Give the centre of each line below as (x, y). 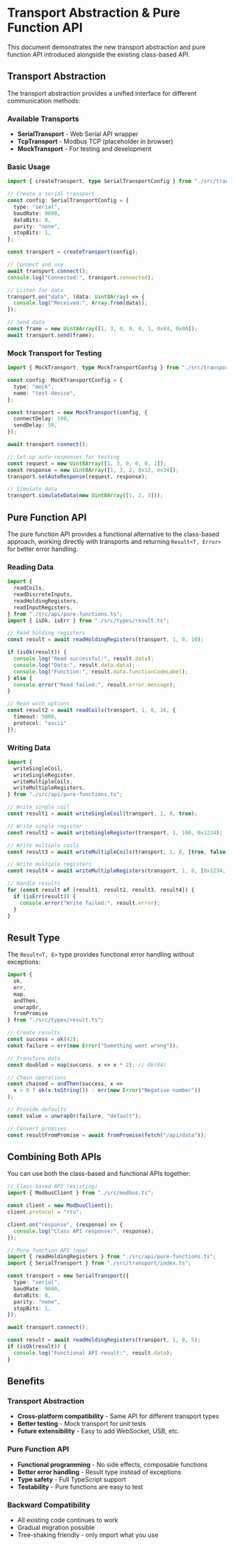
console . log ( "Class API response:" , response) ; (84, 1231)
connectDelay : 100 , (42, 419)
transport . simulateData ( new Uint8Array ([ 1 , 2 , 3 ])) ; (85, 496)
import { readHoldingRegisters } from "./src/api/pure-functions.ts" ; (112, 1257)
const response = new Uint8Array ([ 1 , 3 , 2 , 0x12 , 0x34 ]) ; (93, 470)
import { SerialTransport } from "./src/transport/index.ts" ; (99, 1263)
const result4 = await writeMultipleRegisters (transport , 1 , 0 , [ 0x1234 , (117, 871)
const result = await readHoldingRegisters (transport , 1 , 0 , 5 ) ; (104, 1340)
